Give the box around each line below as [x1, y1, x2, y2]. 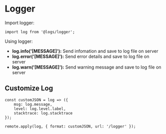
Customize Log [5, 84, 53, 93]
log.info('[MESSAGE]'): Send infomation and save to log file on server [12, 48, 158, 54]
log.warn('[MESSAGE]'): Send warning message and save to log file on [12, 64, 162, 70]
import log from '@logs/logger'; [5, 29, 75, 34]
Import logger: [5, 20, 35, 26]
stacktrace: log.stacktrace [14, 110, 73, 116]
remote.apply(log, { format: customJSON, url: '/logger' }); [5, 124, 136, 129]
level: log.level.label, [14, 106, 66, 111]
